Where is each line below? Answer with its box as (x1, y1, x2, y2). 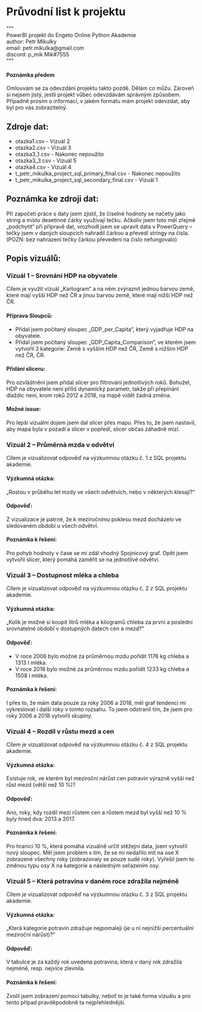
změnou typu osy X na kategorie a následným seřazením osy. (6, 862, 160, 869)
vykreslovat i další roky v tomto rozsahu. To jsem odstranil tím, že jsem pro (6, 706, 193, 713)
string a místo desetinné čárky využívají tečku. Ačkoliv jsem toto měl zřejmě (6, 216, 196, 223)
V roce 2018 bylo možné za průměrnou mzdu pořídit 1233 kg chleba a (15, 665, 189, 672)
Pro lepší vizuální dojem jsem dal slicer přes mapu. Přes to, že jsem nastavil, (6, 419, 197, 427)
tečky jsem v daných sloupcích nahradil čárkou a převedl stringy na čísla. (6, 229, 189, 237)
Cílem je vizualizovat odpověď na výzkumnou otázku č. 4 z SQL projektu (6, 741, 188, 748)
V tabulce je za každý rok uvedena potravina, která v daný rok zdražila (6, 958, 182, 966)
